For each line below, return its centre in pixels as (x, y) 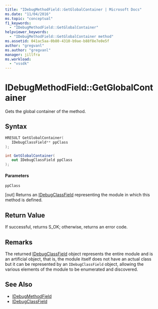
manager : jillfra (23, 55)
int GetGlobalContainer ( (30, 156)
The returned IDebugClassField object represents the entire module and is (79, 254)
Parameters (17, 176)
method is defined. (24, 200)
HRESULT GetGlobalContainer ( (34, 138)
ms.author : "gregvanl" (28, 50)
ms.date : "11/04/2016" (28, 14)
